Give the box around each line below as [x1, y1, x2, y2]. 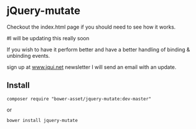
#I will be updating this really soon [6, 34, 90, 41]
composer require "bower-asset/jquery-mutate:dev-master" [6, 96, 151, 102]
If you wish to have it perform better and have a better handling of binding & [6, 46, 190, 53]
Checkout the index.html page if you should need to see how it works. [6, 23, 176, 30]
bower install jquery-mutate [6, 117, 78, 123]
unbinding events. [6, 52, 50, 59]
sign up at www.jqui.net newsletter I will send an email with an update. [6, 63, 177, 71]
